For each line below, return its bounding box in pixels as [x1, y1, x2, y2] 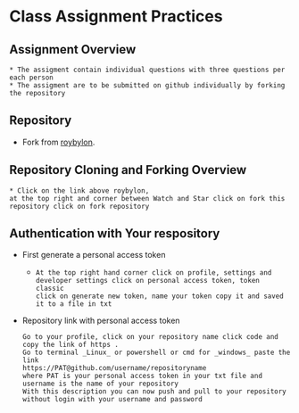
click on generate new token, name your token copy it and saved [35, 292, 284, 301]
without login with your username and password [21, 395, 203, 404]
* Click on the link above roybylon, [9, 186, 150, 195]
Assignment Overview [9, 42, 137, 57]
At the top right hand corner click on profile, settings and [35, 268, 272, 277]
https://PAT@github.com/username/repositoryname [21, 364, 207, 373]
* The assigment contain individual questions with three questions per [9, 65, 286, 74]
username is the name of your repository [21, 379, 179, 389]
